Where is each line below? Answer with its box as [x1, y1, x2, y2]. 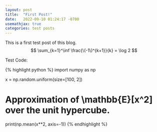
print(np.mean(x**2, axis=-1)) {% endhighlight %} [5, 121, 108, 127]
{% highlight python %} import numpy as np [5, 67, 96, 73]
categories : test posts [5, 26, 55, 31]
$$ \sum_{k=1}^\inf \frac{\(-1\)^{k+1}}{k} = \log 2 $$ [30, 47, 137, 53]
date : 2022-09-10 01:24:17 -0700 [5, 16, 79, 21]
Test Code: [5, 57, 28, 63]
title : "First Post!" [5, 12, 52, 17]
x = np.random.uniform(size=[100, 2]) [5, 76, 82, 82]
